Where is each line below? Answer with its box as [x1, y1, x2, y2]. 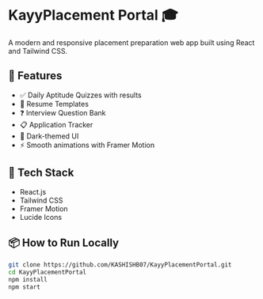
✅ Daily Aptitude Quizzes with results [19, 90, 142, 100]
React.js [19, 187, 47, 196]
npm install [8, 276, 48, 284]
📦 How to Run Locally [8, 236, 120, 249]
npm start [8, 283, 41, 291]
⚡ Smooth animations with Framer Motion [19, 140, 155, 149]
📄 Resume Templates [19, 99, 90, 108]
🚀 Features [8, 69, 63, 83]
